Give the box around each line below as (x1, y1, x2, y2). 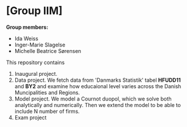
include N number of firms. (14, 108, 80, 115)
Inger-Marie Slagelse (14, 41, 66, 48)
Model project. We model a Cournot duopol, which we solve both (14, 95, 172, 102)
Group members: (6, 24, 49, 31)
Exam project (14, 113, 47, 121)
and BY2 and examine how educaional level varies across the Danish (14, 82, 182, 89)
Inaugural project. (14, 70, 57, 77)
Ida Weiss (14, 35, 39, 42)
